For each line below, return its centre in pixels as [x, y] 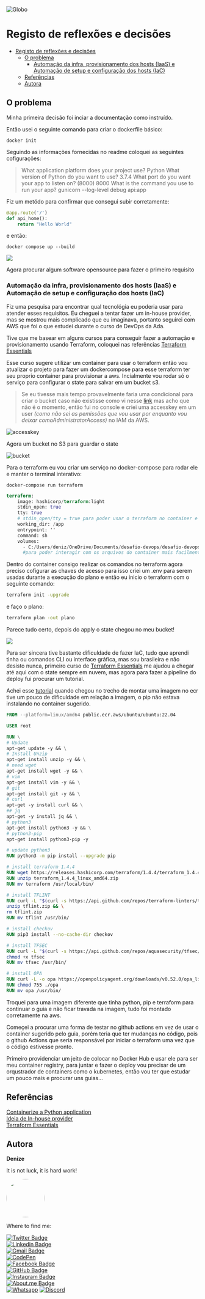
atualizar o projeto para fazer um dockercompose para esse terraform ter [98, 369]
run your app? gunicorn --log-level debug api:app [84, 190]
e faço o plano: [25, 607]
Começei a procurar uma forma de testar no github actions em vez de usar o [103, 1027]
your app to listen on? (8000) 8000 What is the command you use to [107, 183]
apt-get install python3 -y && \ [49, 828]
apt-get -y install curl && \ [45, 805]
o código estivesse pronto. [40, 1047]
